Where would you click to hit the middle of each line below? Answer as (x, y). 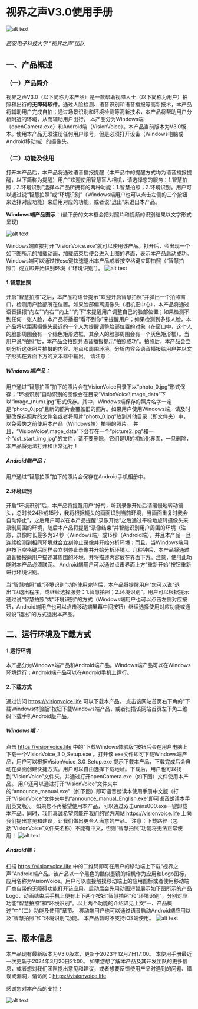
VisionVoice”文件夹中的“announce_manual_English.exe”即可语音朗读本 (99, 798)
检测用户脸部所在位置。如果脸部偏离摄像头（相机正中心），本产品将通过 (103, 304)
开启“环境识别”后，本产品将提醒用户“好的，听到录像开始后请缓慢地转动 (92, 506)
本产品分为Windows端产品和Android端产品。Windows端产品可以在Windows (98, 665)
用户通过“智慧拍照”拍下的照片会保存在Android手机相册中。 (77, 476)
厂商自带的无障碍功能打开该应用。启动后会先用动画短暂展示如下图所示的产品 (99, 888)
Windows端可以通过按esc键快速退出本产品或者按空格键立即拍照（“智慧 (93, 260)
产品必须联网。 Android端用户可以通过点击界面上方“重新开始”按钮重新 (106, 565)
